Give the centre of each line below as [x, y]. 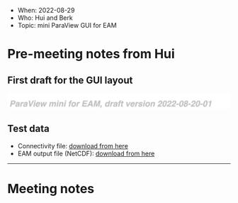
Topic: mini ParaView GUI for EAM [67, 25]
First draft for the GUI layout [70, 80]
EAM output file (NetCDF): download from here [86, 153]
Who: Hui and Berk [45, 18]
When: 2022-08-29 [46, 10]
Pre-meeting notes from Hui [91, 54]
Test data [28, 129]
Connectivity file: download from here [73, 146]
